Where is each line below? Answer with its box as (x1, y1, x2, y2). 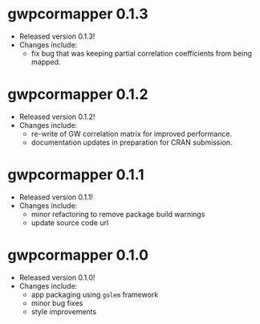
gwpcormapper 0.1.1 (7, 166, 145, 184)
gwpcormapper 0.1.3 (7, 5, 148, 23)
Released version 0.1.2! (18, 112, 95, 121)
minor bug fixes (30, 298, 83, 308)
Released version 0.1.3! (18, 31, 95, 41)
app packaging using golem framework (30, 289, 159, 299)
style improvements (30, 306, 97, 316)
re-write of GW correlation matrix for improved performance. (30, 129, 233, 138)
